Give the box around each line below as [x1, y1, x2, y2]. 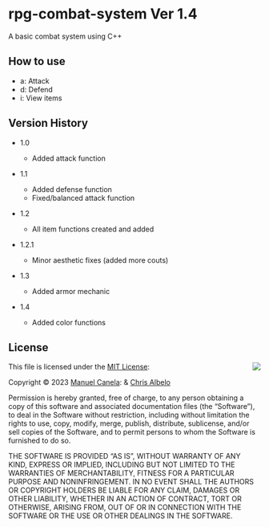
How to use [8, 55, 66, 68]
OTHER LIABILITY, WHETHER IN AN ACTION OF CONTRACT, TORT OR [8, 494, 242, 504]
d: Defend [19, 84, 54, 94]
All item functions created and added [31, 224, 155, 234]
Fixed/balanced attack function [31, 193, 135, 202]
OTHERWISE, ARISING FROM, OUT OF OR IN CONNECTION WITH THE [8, 503, 242, 513]
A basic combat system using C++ [8, 31, 122, 41]
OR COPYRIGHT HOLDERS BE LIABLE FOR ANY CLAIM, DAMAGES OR [8, 485, 240, 495]
